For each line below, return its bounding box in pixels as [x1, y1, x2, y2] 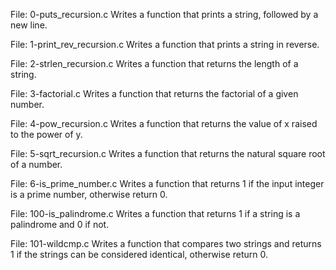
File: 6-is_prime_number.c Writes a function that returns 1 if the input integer [10, 178, 325, 189]
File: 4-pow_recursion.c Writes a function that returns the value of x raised [10, 118, 318, 129]
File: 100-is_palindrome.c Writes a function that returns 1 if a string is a [10, 208, 301, 219]
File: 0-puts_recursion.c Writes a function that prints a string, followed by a [10, 9, 319, 20]
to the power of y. [10, 129, 83, 140]
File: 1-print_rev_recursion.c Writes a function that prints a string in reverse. [10, 39, 320, 50]
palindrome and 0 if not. [10, 219, 110, 230]
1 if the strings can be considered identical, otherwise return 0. [10, 249, 268, 260]
